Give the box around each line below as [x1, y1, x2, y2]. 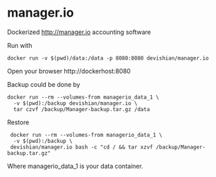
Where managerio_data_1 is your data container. [7, 162, 143, 170]
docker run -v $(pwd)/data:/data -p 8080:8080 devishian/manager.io [7, 54, 209, 62]
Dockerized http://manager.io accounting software [7, 28, 151, 36]
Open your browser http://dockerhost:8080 [7, 67, 131, 75]
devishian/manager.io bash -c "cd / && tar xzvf [10, 144, 154, 151]
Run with [7, 41, 33, 49]
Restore [7, 118, 30, 126]
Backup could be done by [7, 80, 81, 88]
